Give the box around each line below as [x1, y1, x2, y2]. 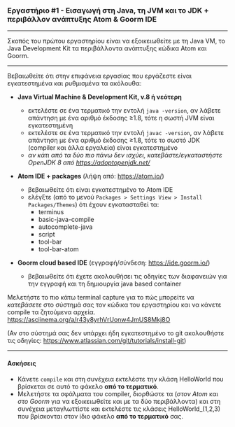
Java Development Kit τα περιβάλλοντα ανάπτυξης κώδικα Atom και [7, 44, 207, 52]
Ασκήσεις [7, 359, 36, 367]
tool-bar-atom [38, 245, 79, 253]
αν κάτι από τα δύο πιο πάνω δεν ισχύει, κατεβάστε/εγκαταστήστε [27, 151, 222, 160]
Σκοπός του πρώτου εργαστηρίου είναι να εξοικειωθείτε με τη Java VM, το [7, 37, 226, 45]
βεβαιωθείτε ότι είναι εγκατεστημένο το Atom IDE [27, 185, 173, 194]
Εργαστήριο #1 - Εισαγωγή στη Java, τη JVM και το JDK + [7, 6, 209, 15]
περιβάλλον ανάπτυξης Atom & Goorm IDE [7, 14, 157, 24]
